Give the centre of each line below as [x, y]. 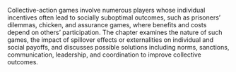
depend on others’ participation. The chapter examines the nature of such [115, 32]
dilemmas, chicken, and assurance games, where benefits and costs [107, 25]
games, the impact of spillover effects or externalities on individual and [111, 40]
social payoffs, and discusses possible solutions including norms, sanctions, [118, 47]
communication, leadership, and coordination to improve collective [104, 55]
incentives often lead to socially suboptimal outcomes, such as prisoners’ [114, 17]
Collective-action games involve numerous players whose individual [106, 10]
